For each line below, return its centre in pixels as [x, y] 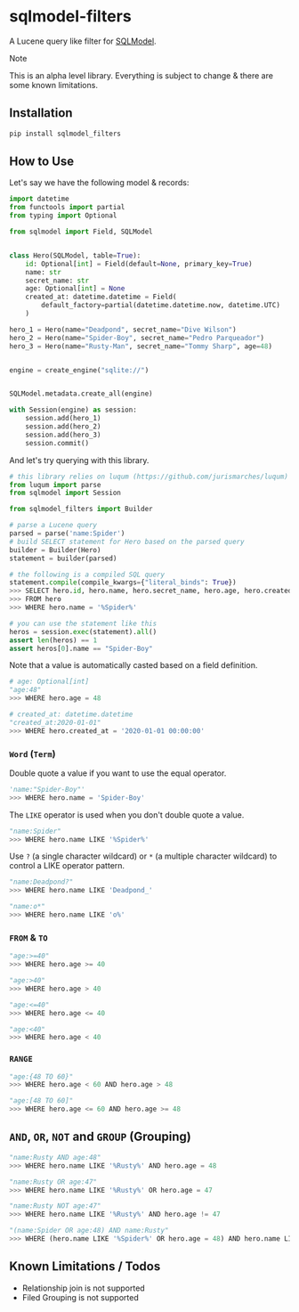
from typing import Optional [63, 216]
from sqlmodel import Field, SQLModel [81, 232]
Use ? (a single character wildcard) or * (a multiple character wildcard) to [143, 856]
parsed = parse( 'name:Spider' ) [67, 534]
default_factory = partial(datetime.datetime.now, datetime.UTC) [161, 306]
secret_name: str [57, 281]
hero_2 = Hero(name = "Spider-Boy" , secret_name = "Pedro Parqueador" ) [137, 338]
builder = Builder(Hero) [55, 550]
